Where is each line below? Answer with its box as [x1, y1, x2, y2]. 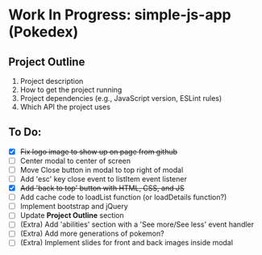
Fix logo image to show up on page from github [19, 147, 178, 157]
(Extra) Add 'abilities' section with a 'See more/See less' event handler [19, 219, 255, 229]
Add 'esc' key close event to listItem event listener [19, 174, 187, 183]
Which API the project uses [19, 102, 111, 111]
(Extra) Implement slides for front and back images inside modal [19, 238, 234, 248]
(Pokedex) [8, 23, 79, 41]
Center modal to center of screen [19, 156, 131, 165]
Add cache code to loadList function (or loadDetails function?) [19, 192, 227, 203]
